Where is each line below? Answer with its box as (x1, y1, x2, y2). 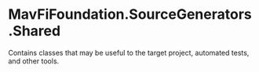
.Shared (8, 22, 61, 40)
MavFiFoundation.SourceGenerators (8, 5, 253, 23)
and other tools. (8, 56, 60, 66)
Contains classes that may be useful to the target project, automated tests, (8, 48, 250, 57)
